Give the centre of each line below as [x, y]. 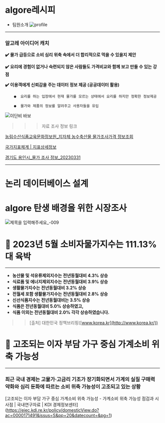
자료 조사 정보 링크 [59, 126]
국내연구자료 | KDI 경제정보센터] [48, 404]
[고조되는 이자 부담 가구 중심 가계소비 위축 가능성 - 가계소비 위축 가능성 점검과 [79, 398]
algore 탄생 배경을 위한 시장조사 [66, 208]
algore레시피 [30, 10]
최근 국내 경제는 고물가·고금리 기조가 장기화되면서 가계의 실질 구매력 [80, 379]
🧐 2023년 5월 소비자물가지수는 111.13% [81, 244]
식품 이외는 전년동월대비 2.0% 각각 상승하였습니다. [61, 313]
